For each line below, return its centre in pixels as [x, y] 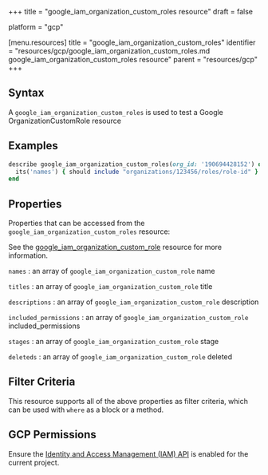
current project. [34, 462]
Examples [33, 146]
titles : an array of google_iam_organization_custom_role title [110, 287]
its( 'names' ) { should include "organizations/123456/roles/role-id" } [137, 172]
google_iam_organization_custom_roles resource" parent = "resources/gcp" [133, 59]
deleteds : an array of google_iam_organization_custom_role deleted [120, 357]
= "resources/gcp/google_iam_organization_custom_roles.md [109, 51]
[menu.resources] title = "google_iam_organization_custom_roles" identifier [132, 42]
